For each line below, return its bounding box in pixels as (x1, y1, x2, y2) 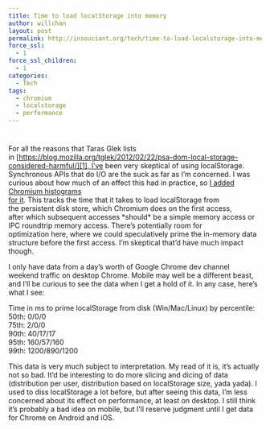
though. (8, 246, 35, 256)
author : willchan (8, 19, 67, 27)
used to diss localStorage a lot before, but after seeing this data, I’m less (8, 387, 247, 397)
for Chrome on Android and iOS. (8, 413, 115, 423)
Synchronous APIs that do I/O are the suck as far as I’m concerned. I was (8, 170, 251, 179)
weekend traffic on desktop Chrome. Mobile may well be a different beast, (8, 270, 254, 280)
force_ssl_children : (8, 57, 78, 65)
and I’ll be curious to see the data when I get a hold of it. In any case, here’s (8, 279, 259, 289)
